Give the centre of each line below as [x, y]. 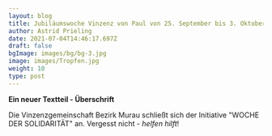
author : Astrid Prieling [50, 31]
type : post [27, 76]
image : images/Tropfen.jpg [54, 62]
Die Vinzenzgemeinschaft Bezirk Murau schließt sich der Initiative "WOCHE [134, 115]
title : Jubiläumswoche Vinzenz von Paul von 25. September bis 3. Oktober [137, 23]
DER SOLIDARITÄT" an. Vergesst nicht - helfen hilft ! [94, 123]
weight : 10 [27, 69]
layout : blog [30, 16]
